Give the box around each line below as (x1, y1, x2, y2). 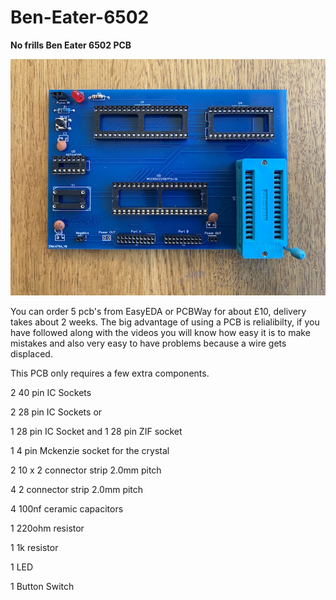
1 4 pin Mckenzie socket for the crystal (10, 444, 170, 456)
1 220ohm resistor (10, 522, 85, 534)
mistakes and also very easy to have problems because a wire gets (10, 337, 287, 349)
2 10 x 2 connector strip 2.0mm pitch (10, 464, 162, 476)
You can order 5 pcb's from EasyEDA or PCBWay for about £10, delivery (10, 305, 307, 317)
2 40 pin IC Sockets (10, 386, 92, 398)
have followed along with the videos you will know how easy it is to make (10, 326, 311, 338)
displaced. (10, 347, 53, 360)
